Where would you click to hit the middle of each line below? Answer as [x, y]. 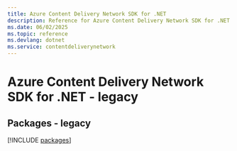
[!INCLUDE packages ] [39, 140]
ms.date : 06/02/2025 [38, 27]
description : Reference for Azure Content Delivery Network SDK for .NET [119, 21]
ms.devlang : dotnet [36, 40]
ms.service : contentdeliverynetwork [61, 47]
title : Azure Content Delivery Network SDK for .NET [87, 14]
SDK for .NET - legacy [73, 97]
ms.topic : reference [38, 34]
